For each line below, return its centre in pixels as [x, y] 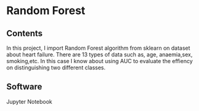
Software [24, 87]
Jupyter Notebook [29, 101]
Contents [25, 33]
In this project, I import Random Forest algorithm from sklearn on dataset [98, 48]
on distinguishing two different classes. [56, 67]
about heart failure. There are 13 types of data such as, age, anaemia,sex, [99, 55]
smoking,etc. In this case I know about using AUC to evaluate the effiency [100, 61]
